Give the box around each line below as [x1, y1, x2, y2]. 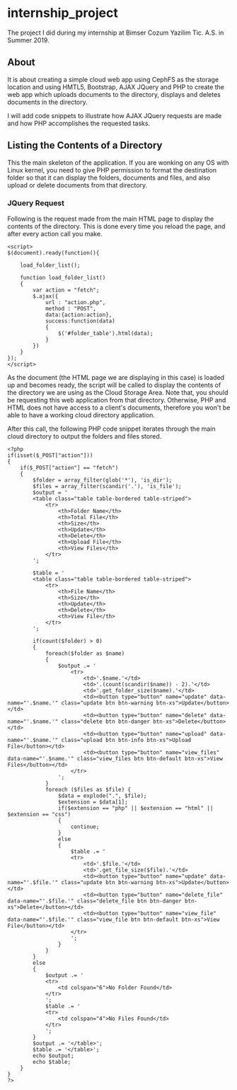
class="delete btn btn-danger [61, 718, 151, 725]
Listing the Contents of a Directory [7, 139, 163, 151]
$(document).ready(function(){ [7, 249, 100, 256]
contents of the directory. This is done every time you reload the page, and [7, 221, 226, 231]
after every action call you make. [7, 229, 103, 238]
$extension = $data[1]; [57, 798, 129, 806]
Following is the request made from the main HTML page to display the [7, 214, 214, 223]
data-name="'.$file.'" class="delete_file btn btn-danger [7, 897, 182, 905]
